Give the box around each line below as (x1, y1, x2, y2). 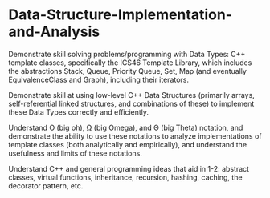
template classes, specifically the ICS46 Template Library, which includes (8, 58, 252, 67)
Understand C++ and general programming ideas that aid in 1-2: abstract (8, 164, 250, 173)
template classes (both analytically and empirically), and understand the (8, 139, 247, 149)
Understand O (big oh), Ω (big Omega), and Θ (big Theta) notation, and (8, 123, 243, 132)
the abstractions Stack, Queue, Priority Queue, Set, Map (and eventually (8, 66, 247, 75)
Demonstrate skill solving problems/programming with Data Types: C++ (8, 49, 246, 59)
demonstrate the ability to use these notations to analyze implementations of (8, 131, 262, 141)
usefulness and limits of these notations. (8, 148, 142, 158)
